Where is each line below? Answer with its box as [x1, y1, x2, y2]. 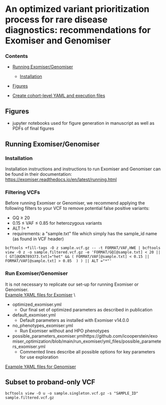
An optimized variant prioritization [5, 3, 150, 15]
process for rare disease [5, 14, 108, 25]
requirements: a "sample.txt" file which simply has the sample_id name [12, 231, 158, 237]
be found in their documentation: [5, 171, 72, 177]
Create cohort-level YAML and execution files [12, 93, 106, 99]
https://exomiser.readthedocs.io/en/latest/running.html [5, 176, 117, 182]
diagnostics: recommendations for [5, 25, 151, 36]
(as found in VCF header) [12, 236, 64, 242]
